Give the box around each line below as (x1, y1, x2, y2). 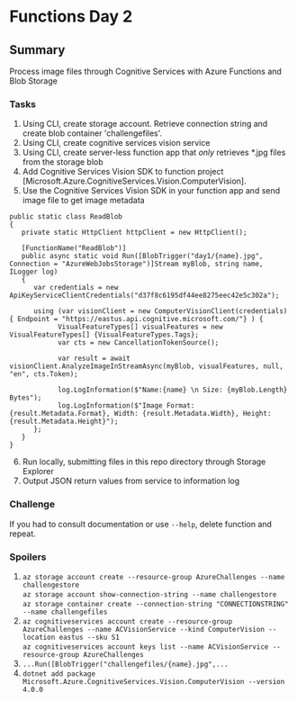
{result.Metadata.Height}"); (9, 417, 119, 427)
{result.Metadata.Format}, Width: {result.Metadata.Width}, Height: (9, 409, 272, 418)
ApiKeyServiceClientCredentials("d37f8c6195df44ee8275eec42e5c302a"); (9, 291, 280, 301)
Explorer (22, 466, 54, 477)
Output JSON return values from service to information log (22, 475, 240, 487)
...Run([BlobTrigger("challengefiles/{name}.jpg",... (22, 660, 229, 669)
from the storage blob (22, 157, 103, 167)
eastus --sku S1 (58, 633, 120, 642)
